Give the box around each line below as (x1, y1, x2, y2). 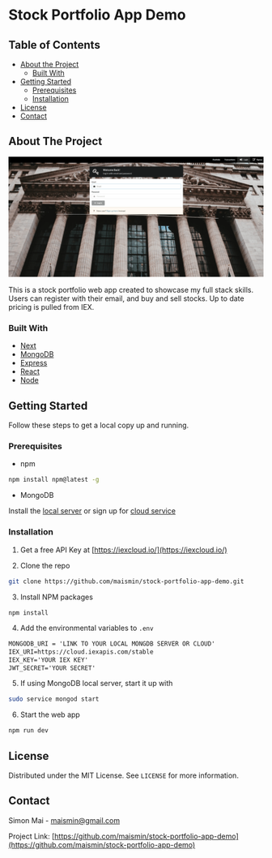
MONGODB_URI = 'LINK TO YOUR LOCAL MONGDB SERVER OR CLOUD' (8, 640, 216, 648)
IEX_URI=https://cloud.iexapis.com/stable (8, 648, 154, 656)
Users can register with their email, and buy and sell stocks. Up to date (8, 294, 244, 303)
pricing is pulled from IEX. (8, 302, 95, 312)
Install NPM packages (19, 592, 93, 602)
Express (19, 358, 48, 368)
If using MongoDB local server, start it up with (19, 679, 173, 689)
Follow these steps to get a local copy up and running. (8, 420, 189, 431)
